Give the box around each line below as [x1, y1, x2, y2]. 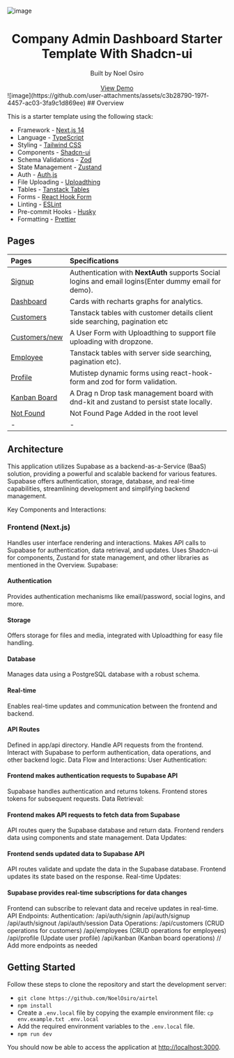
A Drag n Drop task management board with [69, 388, 214, 398]
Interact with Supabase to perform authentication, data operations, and [7, 748, 211, 756]
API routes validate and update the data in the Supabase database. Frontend [7, 865, 226, 874]
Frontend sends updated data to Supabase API [7, 849, 145, 857]
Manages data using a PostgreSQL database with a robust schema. [7, 670, 201, 679]
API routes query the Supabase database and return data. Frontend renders [7, 826, 224, 834]
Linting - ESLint [17, 200, 62, 208]
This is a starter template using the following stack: [7, 112, 154, 120]
